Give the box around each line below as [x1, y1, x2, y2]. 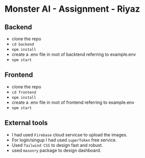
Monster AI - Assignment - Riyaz [4, 3, 140, 15]
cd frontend [11, 90, 36, 95]
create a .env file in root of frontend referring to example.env [11, 99, 135, 105]
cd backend [11, 42, 34, 47]
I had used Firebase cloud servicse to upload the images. [11, 132, 128, 137]
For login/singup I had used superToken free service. [11, 137, 117, 143]
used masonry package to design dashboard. [11, 147, 101, 153]
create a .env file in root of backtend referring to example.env [11, 51, 136, 57]
